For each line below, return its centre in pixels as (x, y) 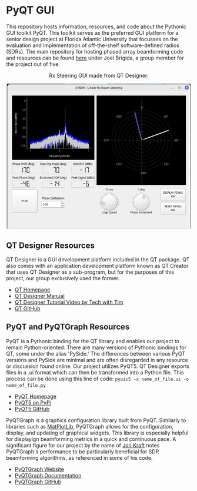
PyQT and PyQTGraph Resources (68, 327)
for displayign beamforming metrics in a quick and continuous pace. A (91, 439)
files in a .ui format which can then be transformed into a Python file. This (95, 372)
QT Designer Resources (51, 245)
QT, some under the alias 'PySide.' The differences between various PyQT (96, 353)
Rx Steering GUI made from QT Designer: (99, 75)
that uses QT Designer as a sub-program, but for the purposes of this (90, 272)
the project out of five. (33, 64)
